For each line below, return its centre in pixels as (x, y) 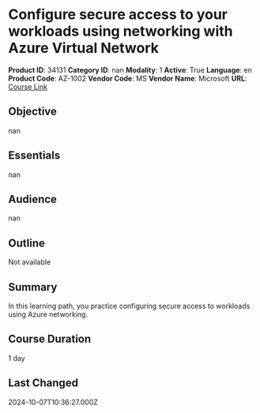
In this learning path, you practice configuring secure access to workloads (129, 306)
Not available (30, 262)
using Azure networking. (48, 314)
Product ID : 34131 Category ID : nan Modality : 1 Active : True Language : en (130, 69)
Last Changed (43, 383)
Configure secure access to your (118, 15)
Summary (33, 287)
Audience (33, 199)
